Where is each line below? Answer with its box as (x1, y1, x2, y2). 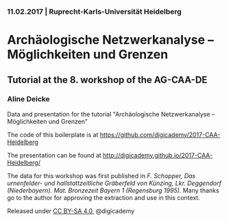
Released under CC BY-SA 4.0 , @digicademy (7, 206, 135, 215)
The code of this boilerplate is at (7, 130, 99, 138)
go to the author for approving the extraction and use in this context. (7, 193, 200, 201)
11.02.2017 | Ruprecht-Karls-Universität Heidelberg (7, 7, 182, 16)
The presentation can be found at (7, 151, 101, 159)
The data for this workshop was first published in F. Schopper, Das (7, 171, 196, 180)
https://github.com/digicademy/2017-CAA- (99, 130, 221, 138)
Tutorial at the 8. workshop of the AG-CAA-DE (7, 74, 208, 86)
